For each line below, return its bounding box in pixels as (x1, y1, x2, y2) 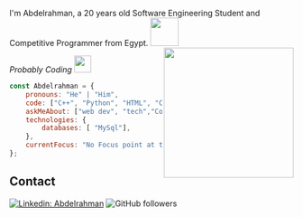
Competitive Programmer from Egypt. (9, 38, 149, 48)
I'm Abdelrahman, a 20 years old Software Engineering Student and (9, 8, 261, 18)
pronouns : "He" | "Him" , (25, 90, 119, 99)
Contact (9, 174, 56, 189)
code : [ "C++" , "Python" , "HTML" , (25, 99, 151, 108)
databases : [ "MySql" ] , (41, 124, 131, 133)
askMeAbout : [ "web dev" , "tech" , (25, 107, 151, 116)
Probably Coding (9, 64, 72, 75)
